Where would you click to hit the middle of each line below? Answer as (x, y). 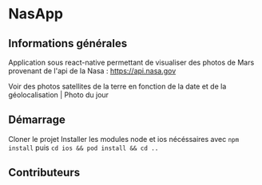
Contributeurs (44, 173)
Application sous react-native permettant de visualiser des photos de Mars (131, 62)
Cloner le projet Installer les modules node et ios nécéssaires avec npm (124, 139)
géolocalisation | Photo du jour (59, 95)
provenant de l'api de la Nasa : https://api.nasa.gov (92, 71)
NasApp (36, 14)
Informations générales (68, 43)
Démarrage (37, 120)
